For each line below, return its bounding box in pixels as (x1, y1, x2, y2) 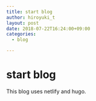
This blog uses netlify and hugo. (6, 88, 86, 95)
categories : (6, 31, 36, 37)
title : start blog (6, 8, 53, 15)
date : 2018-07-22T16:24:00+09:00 (6, 25, 91, 32)
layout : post (6, 20, 39, 26)
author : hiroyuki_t (6, 14, 56, 20)
